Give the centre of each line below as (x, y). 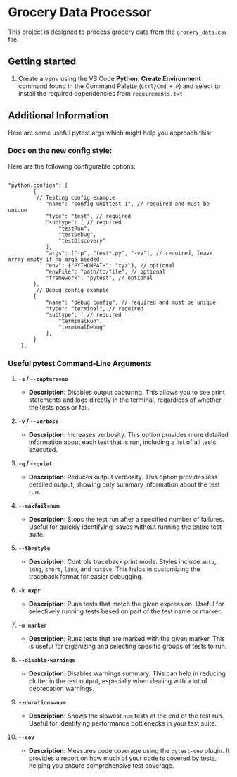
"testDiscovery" (82, 240)
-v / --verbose (38, 421)
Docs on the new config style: (60, 151)
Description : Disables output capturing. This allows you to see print (127, 393)
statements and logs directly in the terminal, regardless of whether (125, 400)
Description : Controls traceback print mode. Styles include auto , (122, 562)
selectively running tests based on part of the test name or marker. (125, 611)
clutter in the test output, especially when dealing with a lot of (118, 681)
